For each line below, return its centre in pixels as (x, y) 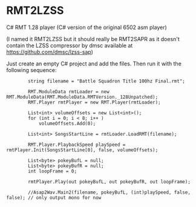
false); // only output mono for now (54, 197)
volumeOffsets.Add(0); (67, 123)
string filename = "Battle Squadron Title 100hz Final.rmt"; (107, 81)
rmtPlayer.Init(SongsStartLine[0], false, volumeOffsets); (82, 150)
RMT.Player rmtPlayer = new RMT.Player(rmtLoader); (95, 102)
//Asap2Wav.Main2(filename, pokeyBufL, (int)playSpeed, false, (109, 192)
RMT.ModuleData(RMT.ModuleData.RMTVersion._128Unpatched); (82, 97)
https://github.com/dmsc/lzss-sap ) (50, 51)
